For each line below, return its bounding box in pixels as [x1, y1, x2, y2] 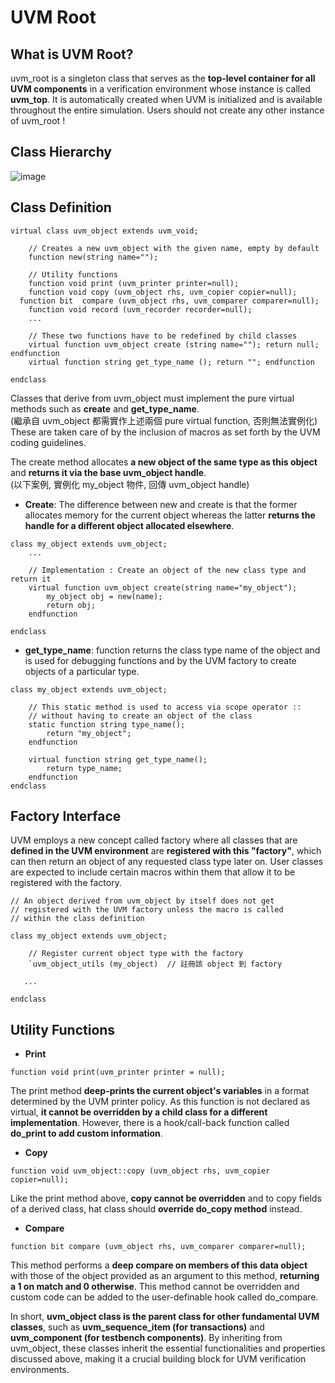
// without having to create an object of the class [28, 711, 253, 721]
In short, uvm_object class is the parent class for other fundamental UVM [10, 1311, 320, 1323]
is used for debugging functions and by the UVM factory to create [24, 654, 297, 666]
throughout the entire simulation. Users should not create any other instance [10, 104, 325, 116]
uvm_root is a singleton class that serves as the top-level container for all [10, 72, 316, 84]
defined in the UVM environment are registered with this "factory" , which [10, 845, 322, 857]
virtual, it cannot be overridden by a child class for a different [10, 1106, 268, 1118]
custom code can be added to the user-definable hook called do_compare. [10, 1291, 319, 1303]
